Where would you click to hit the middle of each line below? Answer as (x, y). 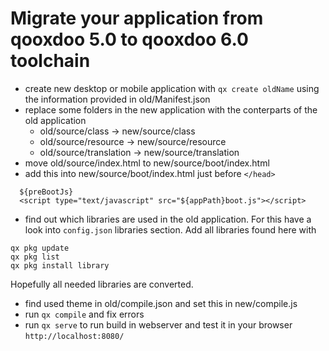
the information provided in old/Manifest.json (117, 99)
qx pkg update (40, 248)
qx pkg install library (60, 265)
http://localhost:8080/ (74, 336)
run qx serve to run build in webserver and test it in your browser (158, 324)
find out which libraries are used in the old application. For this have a (168, 219)
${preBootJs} (46, 192)
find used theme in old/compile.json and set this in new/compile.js (161, 303)
